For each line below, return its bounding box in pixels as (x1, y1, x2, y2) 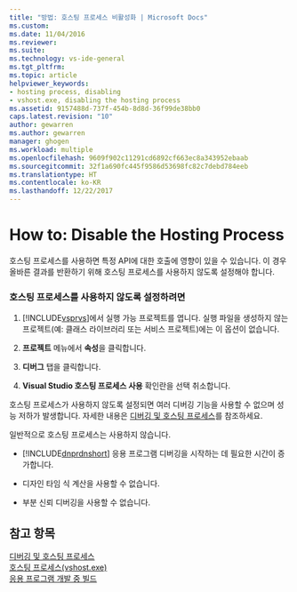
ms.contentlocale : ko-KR (9, 179, 101, 188)
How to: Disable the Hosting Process (9, 225, 285, 245)
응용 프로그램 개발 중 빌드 (9, 573, 98, 584)
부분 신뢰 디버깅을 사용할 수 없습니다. (21, 497, 151, 508)
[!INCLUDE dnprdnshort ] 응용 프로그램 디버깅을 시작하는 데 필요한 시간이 (21, 448, 276, 459)
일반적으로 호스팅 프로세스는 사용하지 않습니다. (9, 429, 172, 440)
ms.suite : (9, 46, 46, 55)
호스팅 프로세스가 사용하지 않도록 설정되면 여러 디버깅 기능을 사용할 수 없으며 (9, 399, 276, 410)
